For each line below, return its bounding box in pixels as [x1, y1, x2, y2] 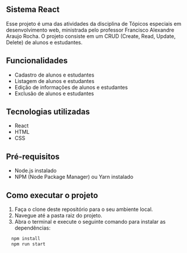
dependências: [14, 224, 51, 231]
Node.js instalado [14, 167, 57, 174]
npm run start [11, 241, 46, 247]
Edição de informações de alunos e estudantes [14, 84, 128, 91]
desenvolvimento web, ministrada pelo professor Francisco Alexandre [6, 26, 174, 33]
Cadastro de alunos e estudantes [14, 71, 95, 78]
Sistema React [6, 5, 60, 15]
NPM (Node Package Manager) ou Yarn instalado [14, 174, 133, 181]
